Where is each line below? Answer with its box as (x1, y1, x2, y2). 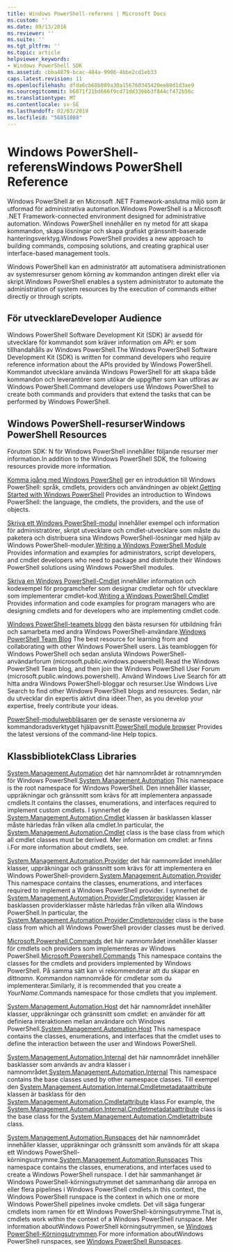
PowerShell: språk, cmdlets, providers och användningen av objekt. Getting (7, 483, 221, 492)
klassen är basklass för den (7, 1090, 86, 1098)
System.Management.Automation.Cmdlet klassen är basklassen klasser (7, 813, 212, 821)
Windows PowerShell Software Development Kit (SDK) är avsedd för (7, 331, 203, 339)
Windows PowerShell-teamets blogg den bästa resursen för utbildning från (7, 620, 222, 628)
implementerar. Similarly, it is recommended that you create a (7, 982, 182, 989)
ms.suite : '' (7, 36, 45, 43)
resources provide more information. (7, 462, 113, 471)
